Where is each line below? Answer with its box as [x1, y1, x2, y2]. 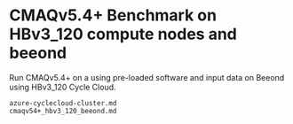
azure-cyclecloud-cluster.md [9, 98, 117, 107]
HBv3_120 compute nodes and [9, 24, 237, 44]
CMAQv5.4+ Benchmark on [9, 5, 218, 26]
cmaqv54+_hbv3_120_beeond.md [9, 106, 117, 115]
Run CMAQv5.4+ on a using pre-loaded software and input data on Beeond [9, 72, 285, 82]
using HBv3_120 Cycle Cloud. [9, 81, 117, 92]
